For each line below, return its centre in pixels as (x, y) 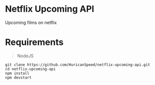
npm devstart (18, 77)
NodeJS (25, 56)
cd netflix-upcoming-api (30, 69)
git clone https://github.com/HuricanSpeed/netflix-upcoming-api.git (78, 64)
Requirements (34, 42)
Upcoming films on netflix (31, 22)
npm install (17, 73)
